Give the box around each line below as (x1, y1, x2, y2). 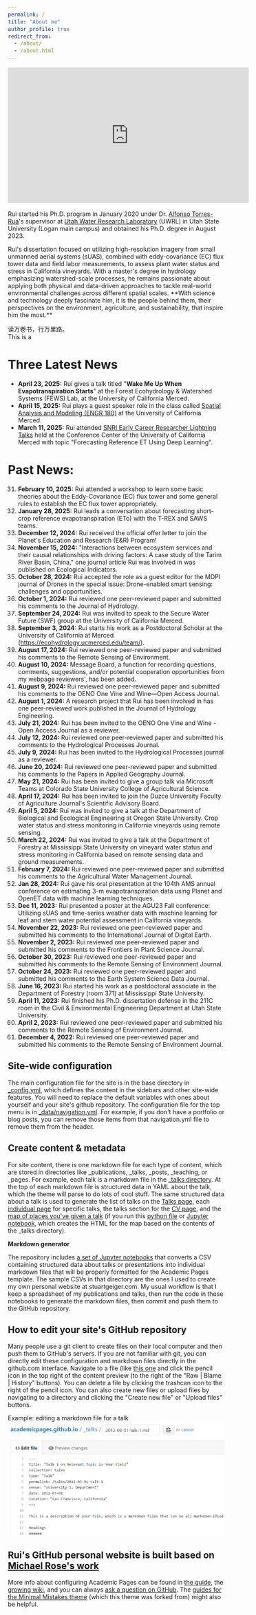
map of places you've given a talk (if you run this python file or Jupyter (8, 1211, 209, 1220)
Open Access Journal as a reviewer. (17, 726, 120, 734)
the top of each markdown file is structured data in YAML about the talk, (8, 1182, 212, 1191)
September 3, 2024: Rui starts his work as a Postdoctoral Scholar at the (17, 623, 223, 632)
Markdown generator (8, 1239, 70, 1248)
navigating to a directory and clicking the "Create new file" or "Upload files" (8, 1394, 223, 1402)
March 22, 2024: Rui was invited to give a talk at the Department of (17, 836, 210, 844)
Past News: (8, 462, 74, 478)
